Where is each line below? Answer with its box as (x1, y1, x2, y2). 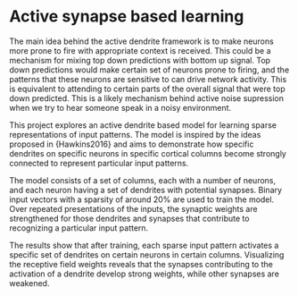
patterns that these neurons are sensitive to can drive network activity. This (9, 73, 287, 84)
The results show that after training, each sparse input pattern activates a (9, 240, 279, 250)
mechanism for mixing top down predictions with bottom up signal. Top (9, 55, 270, 65)
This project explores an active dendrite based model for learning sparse (9, 119, 277, 131)
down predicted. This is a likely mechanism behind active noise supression (9, 92, 284, 104)
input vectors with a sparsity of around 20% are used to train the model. (9, 194, 275, 205)
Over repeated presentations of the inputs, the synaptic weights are (9, 203, 258, 214)
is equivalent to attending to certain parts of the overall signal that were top (9, 83, 286, 94)
